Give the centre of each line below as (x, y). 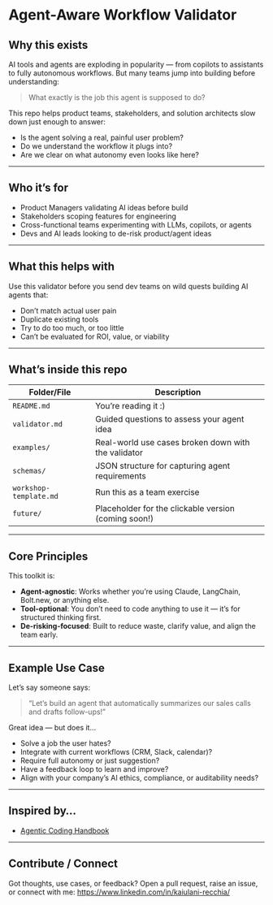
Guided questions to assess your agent (170, 419)
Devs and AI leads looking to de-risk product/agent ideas (116, 233)
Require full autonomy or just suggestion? (90, 760)
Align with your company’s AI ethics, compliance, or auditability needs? (139, 778)
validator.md (38, 424)
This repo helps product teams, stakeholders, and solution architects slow (132, 113)
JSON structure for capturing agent (162, 466)
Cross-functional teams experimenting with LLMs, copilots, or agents (136, 224)
